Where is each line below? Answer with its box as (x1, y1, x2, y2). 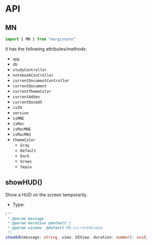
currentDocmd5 (12, 99, 42, 104)
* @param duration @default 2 (7, 221, 71, 226)
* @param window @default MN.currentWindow (7, 225, 103, 231)
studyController (12, 67, 47, 73)
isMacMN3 (12, 132, 31, 137)
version (12, 110, 29, 116)
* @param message (7, 216, 44, 221)
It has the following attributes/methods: (5, 46, 87, 52)
